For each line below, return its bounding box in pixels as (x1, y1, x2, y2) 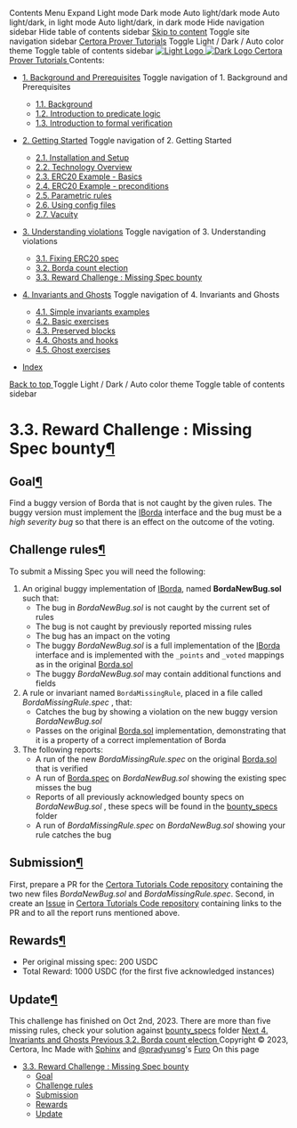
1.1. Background (35, 99, 93, 110)
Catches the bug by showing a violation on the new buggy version (35, 706, 278, 716)
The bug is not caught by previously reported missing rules (35, 621, 253, 632)
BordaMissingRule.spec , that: (21, 697, 132, 707)
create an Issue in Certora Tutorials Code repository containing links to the (9, 897, 282, 908)
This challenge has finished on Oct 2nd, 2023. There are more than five (9, 1016, 271, 1026)
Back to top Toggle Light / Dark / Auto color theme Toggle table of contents (9, 379, 285, 389)
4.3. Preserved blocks (35, 325, 116, 336)
